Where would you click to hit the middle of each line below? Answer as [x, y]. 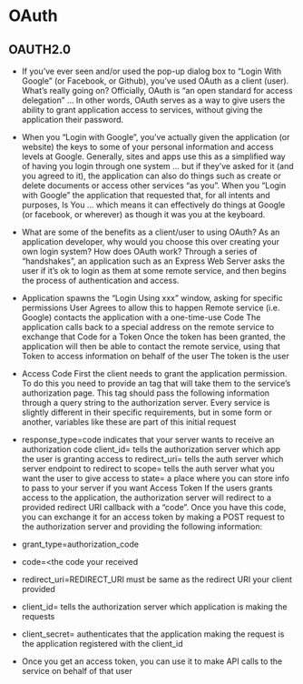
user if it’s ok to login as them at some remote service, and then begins [154, 271]
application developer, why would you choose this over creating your [151, 241]
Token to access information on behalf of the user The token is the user [155, 356]
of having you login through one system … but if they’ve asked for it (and [157, 166]
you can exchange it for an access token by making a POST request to [153, 517]
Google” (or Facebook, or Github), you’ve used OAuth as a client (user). [155, 81]
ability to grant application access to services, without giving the [142, 110]
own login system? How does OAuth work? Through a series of [139, 251]
